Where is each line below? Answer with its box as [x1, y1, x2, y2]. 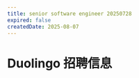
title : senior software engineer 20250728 [7, 10, 132, 17]
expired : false [7, 17, 51, 24]
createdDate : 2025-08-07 [7, 23, 79, 30]
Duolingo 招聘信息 [7, 55, 113, 71]
